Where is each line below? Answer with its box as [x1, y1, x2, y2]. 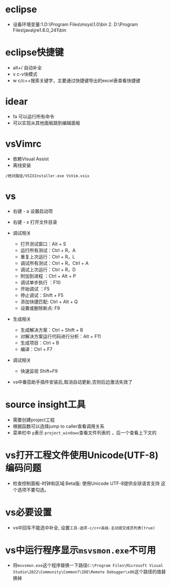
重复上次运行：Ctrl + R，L [20, 253, 75, 260]
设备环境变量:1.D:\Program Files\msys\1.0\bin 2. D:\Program [12, 21, 138, 27]
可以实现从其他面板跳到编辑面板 [12, 120, 80, 126]
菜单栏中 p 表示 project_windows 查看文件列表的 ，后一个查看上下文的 [12, 429, 157, 436]
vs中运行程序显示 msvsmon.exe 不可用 [5, 544, 156, 556]
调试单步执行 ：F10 [20, 279, 61, 286]
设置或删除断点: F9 [20, 305, 60, 311]
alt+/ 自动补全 [12, 64, 42, 70]
